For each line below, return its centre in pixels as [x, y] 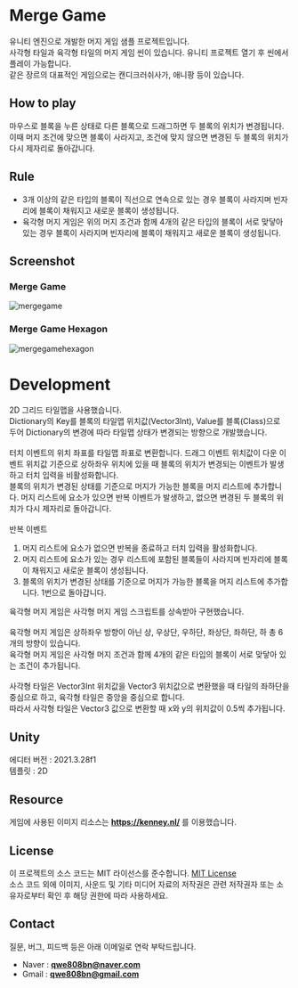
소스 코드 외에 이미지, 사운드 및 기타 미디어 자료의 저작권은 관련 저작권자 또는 [142, 884]
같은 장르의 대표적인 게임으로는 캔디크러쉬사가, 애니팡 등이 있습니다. [127, 74]
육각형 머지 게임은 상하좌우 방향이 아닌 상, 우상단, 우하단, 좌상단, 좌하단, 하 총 [143, 633]
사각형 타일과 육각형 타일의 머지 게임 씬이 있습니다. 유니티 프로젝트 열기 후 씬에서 [149, 52]
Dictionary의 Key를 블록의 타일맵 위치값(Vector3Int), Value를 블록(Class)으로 [145, 421]
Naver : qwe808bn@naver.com [81, 964]
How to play [43, 103]
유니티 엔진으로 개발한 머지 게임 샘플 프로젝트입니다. [99, 41]
